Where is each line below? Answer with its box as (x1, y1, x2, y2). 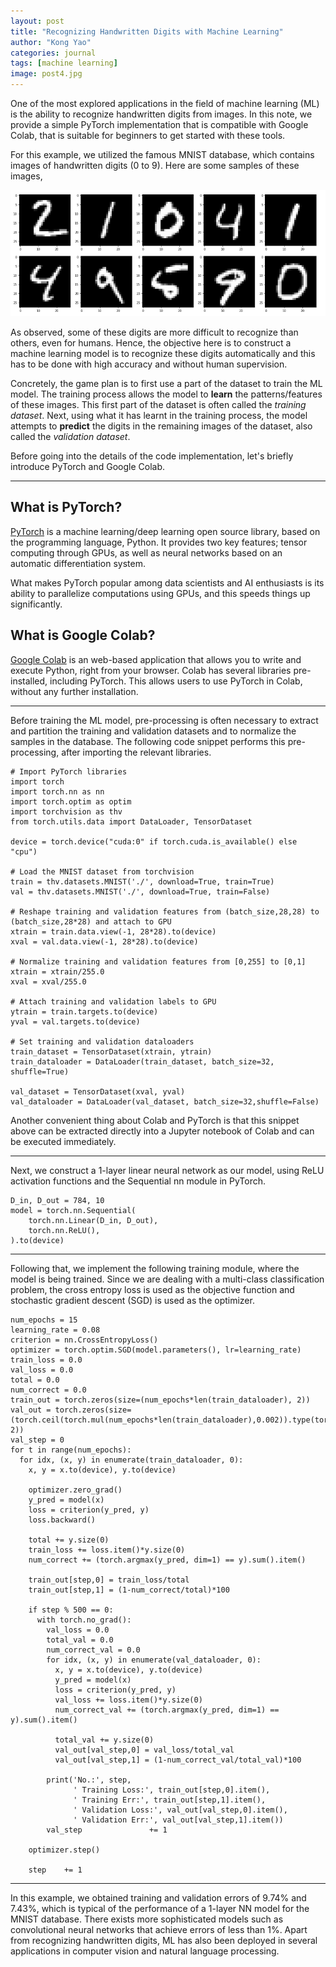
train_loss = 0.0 (10, 1355, 83, 1365)
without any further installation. (10, 685, 139, 697)
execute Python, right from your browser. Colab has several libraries (10, 664, 292, 676)
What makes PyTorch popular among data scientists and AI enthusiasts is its (10, 576, 325, 589)
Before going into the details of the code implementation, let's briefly (10, 450, 294, 462)
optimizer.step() (28, 1845, 101, 1855)
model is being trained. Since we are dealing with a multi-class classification (10, 1273, 325, 1285)
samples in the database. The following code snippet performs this (10, 735, 286, 747)
